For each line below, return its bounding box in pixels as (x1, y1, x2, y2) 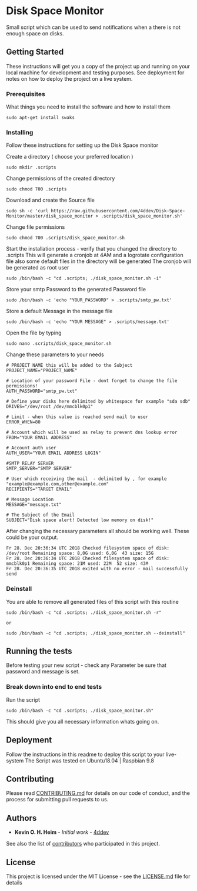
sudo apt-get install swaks (6, 115, 75, 121)
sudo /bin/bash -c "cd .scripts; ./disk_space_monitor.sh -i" (6, 275, 162, 281)
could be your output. (6, 534, 59, 541)
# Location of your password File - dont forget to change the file (6, 378, 178, 384)
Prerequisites (6, 90, 45, 98)
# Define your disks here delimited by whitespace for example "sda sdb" (6, 399, 191, 405)
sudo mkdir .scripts (6, 165, 57, 170)
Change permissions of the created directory (6, 175, 115, 182)
